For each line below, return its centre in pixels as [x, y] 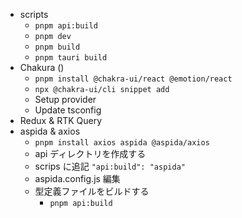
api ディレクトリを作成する [90, 153]
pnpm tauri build [71, 58]
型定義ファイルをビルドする [92, 191]
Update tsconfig [68, 110]
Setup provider [65, 99]
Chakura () [42, 67]
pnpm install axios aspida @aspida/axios [122, 143]
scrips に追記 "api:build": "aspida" [110, 166]
